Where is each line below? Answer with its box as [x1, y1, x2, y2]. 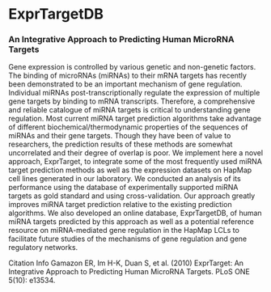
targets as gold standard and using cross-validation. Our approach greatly [8, 191, 256, 201]
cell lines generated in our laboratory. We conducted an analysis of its [8, 174, 241, 184]
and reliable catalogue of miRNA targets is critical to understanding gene [8, 105, 251, 115]
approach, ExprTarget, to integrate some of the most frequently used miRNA [8, 157, 263, 167]
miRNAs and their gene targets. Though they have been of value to [8, 131, 231, 141]
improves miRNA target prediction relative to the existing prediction [8, 200, 232, 209]
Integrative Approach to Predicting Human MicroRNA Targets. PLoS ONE [8, 267, 251, 277]
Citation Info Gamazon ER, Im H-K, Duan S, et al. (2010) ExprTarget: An [8, 258, 244, 268]
